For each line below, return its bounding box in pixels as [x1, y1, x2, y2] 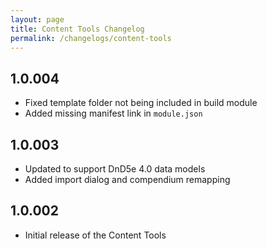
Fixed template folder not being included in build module [24, 97, 258, 109]
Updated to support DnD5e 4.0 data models [24, 163, 206, 175]
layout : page [10, 14, 65, 25]
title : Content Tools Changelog [10, 24, 145, 34]
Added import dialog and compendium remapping [24, 174, 231, 185]
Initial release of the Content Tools [24, 229, 167, 241]
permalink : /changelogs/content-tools [10, 33, 172, 43]
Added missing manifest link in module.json [24, 107, 203, 120]
